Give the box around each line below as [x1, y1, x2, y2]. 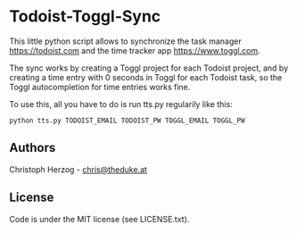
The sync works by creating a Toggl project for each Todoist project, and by [9, 62, 289, 73]
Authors [9, 140, 56, 155]
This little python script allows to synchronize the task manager [9, 36, 243, 46]
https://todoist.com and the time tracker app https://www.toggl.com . [9, 45, 260, 55]
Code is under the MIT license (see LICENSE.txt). [9, 213, 190, 224]
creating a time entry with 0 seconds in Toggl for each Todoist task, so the [9, 71, 283, 82]
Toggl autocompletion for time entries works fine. [9, 81, 191, 92]
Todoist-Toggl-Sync [9, 6, 161, 27]
